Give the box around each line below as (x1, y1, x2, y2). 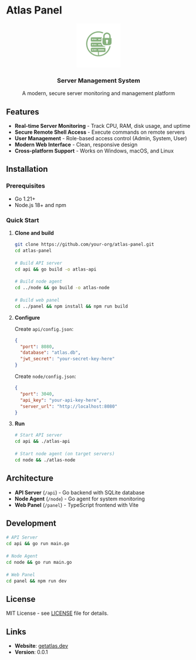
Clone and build (14, 229, 54, 236)
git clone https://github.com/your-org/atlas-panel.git (14, 242, 154, 248)
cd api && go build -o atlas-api (14, 266, 97, 272)
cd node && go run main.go (6, 559, 72, 565)
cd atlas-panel (14, 248, 52, 253)
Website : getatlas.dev (14, 642, 69, 649)
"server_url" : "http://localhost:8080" (20, 403, 118, 409)
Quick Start (6, 216, 39, 224)
